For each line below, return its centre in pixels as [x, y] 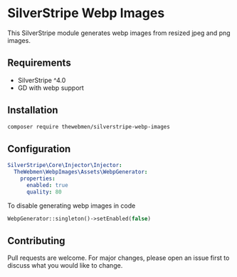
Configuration [39, 149]
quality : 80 [44, 192]
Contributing [36, 241]
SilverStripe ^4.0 [42, 80]
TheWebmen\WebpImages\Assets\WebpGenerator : [81, 172]
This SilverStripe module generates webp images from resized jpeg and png [119, 33]
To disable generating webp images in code [72, 206]
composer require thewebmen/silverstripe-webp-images [89, 126]
